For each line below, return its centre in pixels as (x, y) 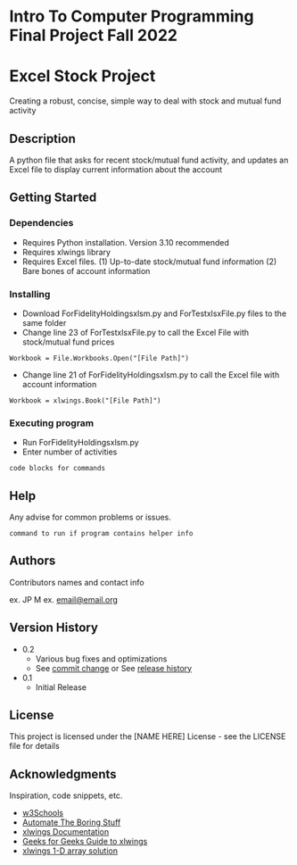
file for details (34, 746)
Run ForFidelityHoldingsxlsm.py (81, 443)
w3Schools (43, 813)
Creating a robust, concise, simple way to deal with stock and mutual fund (145, 101)
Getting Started (53, 198)
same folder (44, 322)
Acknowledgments (63, 774)
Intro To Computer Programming (132, 17)
